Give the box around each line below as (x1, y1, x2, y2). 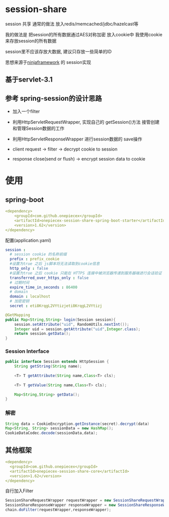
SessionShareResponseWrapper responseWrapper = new (5, 502, 116, 508)
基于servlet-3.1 (5, 76, 53, 84)
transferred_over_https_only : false (10, 275, 89, 280)
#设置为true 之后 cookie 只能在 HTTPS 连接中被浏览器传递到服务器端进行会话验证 (10, 270, 162, 275)
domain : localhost (10, 294, 51, 299)
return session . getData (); (14, 331, 71, 336)
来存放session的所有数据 (5, 38, 57, 44)
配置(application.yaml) (5, 237, 51, 243)
